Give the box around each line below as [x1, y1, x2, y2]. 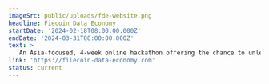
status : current [8, 64, 62, 72]
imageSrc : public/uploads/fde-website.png [8, 11, 152, 20]
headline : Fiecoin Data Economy [8, 19, 116, 27]
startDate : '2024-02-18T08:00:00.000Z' [8, 26, 142, 34]
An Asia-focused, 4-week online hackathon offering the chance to [18, 49, 246, 57]
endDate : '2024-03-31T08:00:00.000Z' [8, 34, 134, 42]
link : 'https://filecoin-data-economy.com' [8, 57, 156, 65]
